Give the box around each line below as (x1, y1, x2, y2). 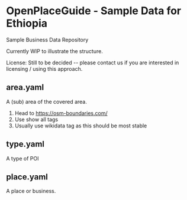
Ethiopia (6, 17, 48, 30)
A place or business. (6, 188, 56, 195)
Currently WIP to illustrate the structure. (6, 47, 104, 54)
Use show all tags (14, 116, 58, 123)
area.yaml (6, 83, 44, 93)
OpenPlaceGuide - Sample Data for (6, 4, 182, 18)
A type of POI (6, 155, 39, 162)
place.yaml (6, 172, 49, 182)
